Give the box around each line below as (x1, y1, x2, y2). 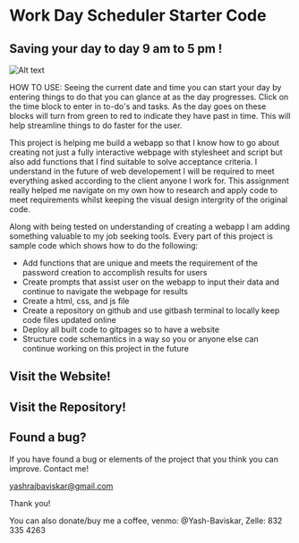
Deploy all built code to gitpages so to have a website (21, 324, 220, 335)
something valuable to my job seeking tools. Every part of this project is (9, 231, 273, 242)
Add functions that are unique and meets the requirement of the (21, 258, 258, 268)
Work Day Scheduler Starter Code (9, 5, 267, 26)
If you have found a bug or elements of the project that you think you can (9, 454, 279, 464)
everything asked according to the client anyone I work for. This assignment (9, 175, 289, 186)
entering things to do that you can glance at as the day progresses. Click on (9, 91, 289, 102)
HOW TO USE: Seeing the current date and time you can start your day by (9, 82, 282, 92)
